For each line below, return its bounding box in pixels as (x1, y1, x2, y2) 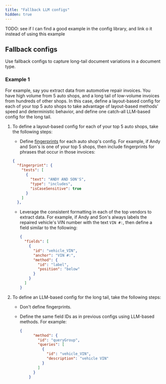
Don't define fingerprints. (19, 304, 72, 309)
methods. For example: (19, 318, 67, 324)
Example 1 (5, 76, 30, 83)
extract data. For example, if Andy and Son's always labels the (19, 214, 147, 220)
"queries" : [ (37, 342, 64, 347)
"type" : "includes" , (30, 181, 73, 186)
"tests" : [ (21, 167, 44, 173)
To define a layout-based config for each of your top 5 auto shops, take (12, 123, 159, 129)
